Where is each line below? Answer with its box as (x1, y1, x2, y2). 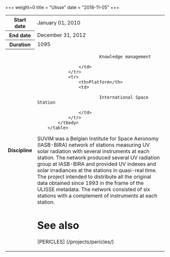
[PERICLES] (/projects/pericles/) (37, 238, 114, 245)
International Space (99, 94, 149, 100)
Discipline (8, 147, 32, 154)
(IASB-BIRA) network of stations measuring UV (37, 141, 150, 148)
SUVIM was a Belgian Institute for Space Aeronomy (37, 135, 159, 142)
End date (9, 32, 31, 39)
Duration (9, 41, 31, 48)
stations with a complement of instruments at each (37, 192, 158, 199)
